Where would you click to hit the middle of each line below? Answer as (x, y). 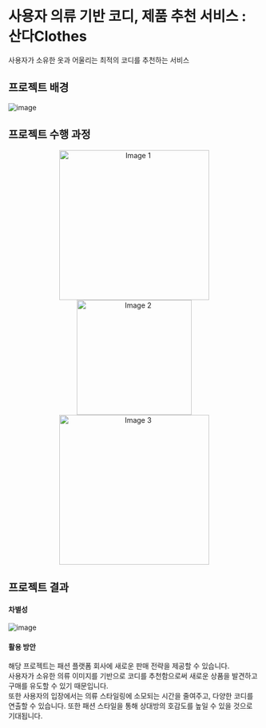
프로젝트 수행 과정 (50, 135)
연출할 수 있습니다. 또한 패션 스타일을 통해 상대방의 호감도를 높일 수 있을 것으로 (131, 706)
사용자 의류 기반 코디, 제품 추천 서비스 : (127, 16)
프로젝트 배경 (39, 88)
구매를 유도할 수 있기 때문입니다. (59, 686)
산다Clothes (48, 36)
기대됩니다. (26, 716)
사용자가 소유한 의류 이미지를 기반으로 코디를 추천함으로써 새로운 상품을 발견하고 (133, 676)
